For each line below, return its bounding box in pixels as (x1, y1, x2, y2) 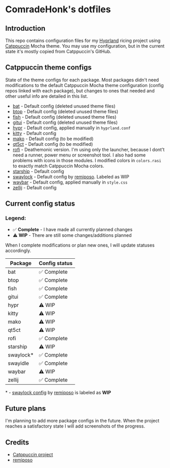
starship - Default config (12, 168, 65, 174)
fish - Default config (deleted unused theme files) (12, 114, 117, 120)
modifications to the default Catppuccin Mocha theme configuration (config (5, 82, 164, 88)
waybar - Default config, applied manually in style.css (12, 179, 128, 185)
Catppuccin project (12, 452, 53, 458)
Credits (5, 438, 30, 447)
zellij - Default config (12, 184, 57, 190)
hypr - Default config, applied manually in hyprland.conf (12, 124, 131, 131)
